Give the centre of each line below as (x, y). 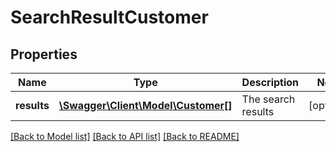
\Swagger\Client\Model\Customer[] (145, 105)
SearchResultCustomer (109, 17)
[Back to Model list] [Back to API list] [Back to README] (125, 136)
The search (268, 99)
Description (270, 82)
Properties (44, 54)
